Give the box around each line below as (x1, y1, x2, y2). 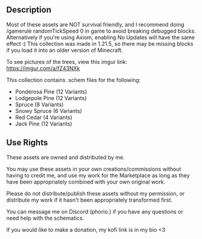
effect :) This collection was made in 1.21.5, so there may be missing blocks (6, 40, 194, 47)
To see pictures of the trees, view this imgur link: (6, 58, 128, 65)
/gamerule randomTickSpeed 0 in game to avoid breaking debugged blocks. (6, 27, 197, 34)
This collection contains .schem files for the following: (6, 76, 141, 83)
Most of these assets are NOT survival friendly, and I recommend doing (6, 21, 184, 28)
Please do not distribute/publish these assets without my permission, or (6, 190, 185, 197)
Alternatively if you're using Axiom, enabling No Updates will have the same (6, 33, 195, 41)
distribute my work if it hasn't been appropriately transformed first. (6, 196, 173, 203)
